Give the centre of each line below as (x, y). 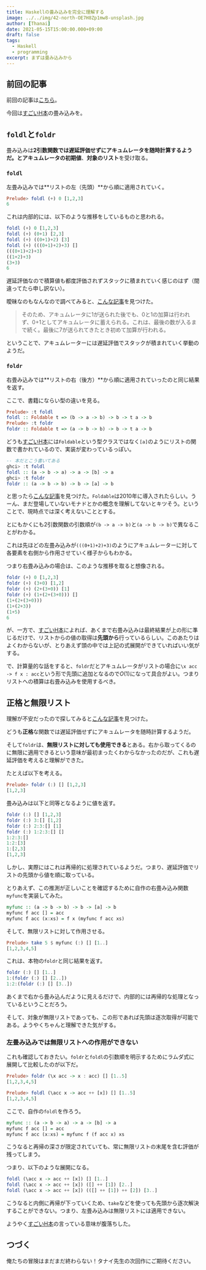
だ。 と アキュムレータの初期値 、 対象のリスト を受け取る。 (79, 158)
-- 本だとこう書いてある (33, 461)
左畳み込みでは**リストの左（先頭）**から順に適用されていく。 (87, 187)
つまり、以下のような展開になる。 (49, 1167)
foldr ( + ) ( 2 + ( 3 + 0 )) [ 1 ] (38, 589)
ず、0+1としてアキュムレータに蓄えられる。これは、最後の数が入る (106, 322)
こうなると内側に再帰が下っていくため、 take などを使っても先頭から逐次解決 (103, 1203)
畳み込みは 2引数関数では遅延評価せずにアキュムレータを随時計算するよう (99, 150)
